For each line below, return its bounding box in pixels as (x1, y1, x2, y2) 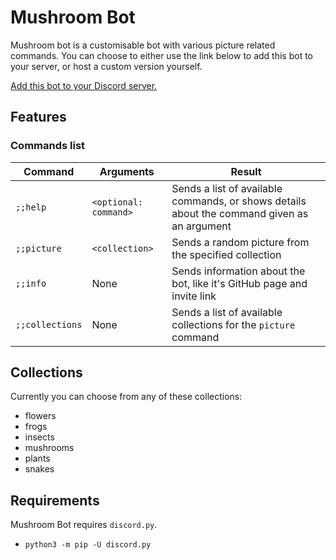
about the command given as (171, 206, 309, 220)
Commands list (10, 139, 86, 153)
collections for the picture (171, 317, 296, 331)
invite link (171, 289, 217, 303)
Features (10, 109, 67, 126)
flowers (24, 410, 57, 422)
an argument (171, 219, 232, 233)
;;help (15, 201, 47, 213)
